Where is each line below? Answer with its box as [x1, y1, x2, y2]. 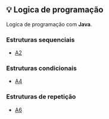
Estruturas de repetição [6, 93, 76, 101]
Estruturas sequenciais [6, 35, 75, 44]
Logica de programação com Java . [6, 20, 92, 28]
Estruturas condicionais [6, 64, 77, 72]
